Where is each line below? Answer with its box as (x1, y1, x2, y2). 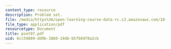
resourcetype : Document (5, 27, 56, 32)
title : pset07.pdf (5, 31, 44, 36)
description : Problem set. (5, 12, 63, 17)
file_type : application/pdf (5, 21, 65, 27)
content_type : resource (5, 7, 56, 13)
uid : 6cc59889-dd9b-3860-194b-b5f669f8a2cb (5, 36, 99, 41)
